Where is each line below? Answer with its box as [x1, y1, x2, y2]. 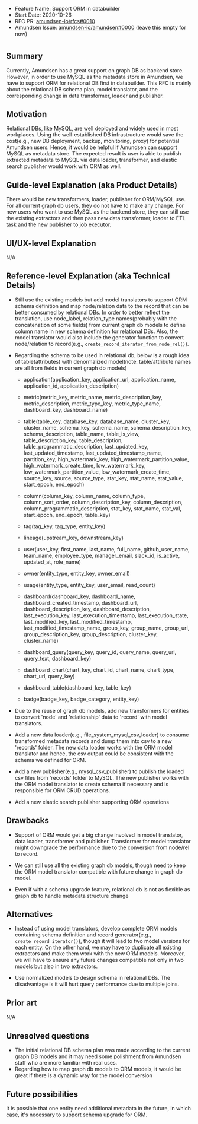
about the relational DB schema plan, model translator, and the [6, 85, 158, 93]
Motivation [6, 109, 47, 119]
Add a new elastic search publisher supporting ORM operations [14, 798, 170, 805]
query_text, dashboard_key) [23, 655, 92, 662]
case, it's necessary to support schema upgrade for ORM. [6, 1111, 148, 1118]
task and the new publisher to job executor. [6, 221, 111, 228]
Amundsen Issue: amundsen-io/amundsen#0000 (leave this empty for [14, 24, 186, 31]
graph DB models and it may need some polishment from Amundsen [14, 1053, 181, 1060]
